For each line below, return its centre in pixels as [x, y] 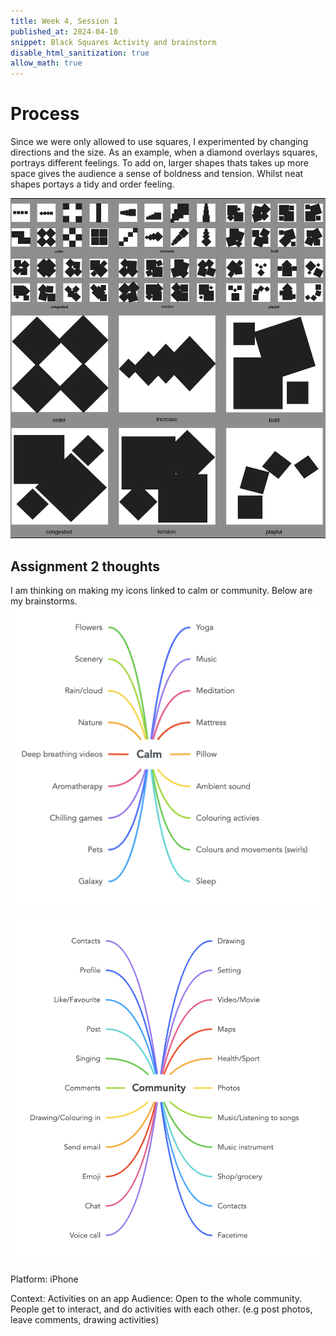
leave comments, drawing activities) [85, 1319]
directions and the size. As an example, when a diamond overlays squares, [164, 152]
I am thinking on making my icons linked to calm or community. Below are [161, 591]
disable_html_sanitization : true [80, 53]
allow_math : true [46, 63]
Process [45, 114]
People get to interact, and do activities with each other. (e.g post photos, [161, 1309]
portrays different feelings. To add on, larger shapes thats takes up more [159, 163]
